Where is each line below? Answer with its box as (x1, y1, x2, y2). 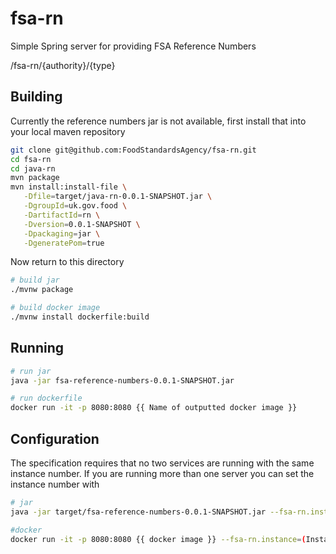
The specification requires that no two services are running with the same (10, 457, 315, 469)
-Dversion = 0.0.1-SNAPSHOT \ (23, 219, 141, 229)
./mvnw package (10, 285, 74, 295)
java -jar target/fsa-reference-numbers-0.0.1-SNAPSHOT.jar (10, 507, 267, 517)
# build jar (10, 275, 60, 286)
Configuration (10, 430, 100, 447)
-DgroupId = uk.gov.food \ (23, 201, 128, 211)
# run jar (10, 366, 52, 376)
